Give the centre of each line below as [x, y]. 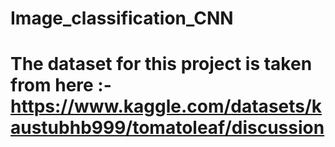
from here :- [61, 85]
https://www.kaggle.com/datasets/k [166, 106]
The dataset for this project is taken [161, 64]
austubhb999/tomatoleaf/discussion [167, 128]
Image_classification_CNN [122, 18]
